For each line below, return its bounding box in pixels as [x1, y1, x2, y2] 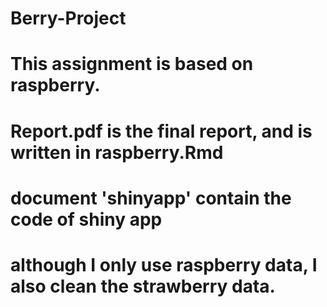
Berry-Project [10, 7, 127, 30]
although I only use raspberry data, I [10, 253, 318, 276]
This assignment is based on [10, 53, 254, 76]
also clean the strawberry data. [10, 275, 276, 297]
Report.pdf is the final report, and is [10, 120, 313, 142]
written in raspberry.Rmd [10, 141, 224, 164]
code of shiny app [10, 208, 163, 231]
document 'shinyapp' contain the [10, 187, 292, 209]
